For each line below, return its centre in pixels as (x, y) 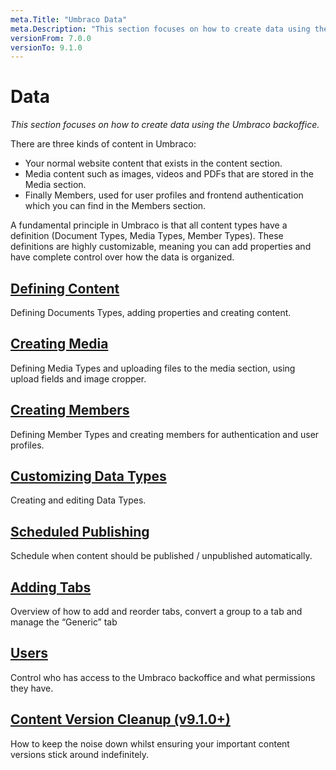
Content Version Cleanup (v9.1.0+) (120, 719)
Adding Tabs (51, 587)
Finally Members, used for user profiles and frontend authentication (164, 195)
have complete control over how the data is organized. (122, 257)
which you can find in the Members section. (115, 206)
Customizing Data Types (88, 476)
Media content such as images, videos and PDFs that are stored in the (169, 174)
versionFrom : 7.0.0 (51, 38)
